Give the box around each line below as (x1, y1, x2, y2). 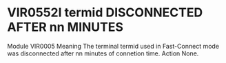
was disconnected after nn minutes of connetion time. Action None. (7, 49, 199, 58)
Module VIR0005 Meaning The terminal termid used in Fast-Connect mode (7, 42, 219, 50)
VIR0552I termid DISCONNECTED (7, 5, 203, 21)
